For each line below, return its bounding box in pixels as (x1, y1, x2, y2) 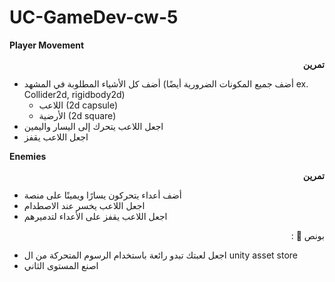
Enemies (9, 150, 47, 162)
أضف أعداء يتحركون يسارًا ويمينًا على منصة (23, 189, 182, 201)
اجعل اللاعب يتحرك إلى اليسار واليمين (23, 120, 164, 132)
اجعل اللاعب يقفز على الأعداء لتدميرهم (23, 210, 168, 222)
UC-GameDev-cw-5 (9, 6, 179, 29)
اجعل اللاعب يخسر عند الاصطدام (23, 199, 146, 211)
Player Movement (9, 39, 85, 51)
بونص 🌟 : (290, 229, 325, 241)
